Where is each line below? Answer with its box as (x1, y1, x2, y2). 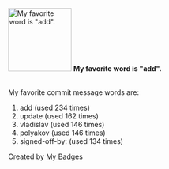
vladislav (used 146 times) (19, 120, 105, 129)
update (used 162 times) (19, 111, 99, 121)
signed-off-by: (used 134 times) (19, 137, 124, 145)
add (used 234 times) (19, 103, 91, 112)
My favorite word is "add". (73, 64, 162, 73)
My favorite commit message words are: (8, 88, 140, 97)
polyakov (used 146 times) (19, 128, 106, 137)
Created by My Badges (8, 152, 83, 161)
